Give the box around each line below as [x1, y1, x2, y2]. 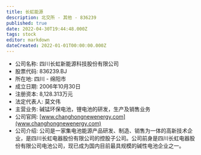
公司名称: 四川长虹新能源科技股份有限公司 [14, 60, 119, 67]
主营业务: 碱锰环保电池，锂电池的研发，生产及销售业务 [14, 105, 151, 113]
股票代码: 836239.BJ [14, 67, 68, 74]
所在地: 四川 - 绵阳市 [14, 75, 66, 82]
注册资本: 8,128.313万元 [14, 90, 74, 97]
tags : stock [6, 31, 36, 38]
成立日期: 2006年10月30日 [14, 82, 81, 90]
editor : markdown [6, 37, 50, 43]
